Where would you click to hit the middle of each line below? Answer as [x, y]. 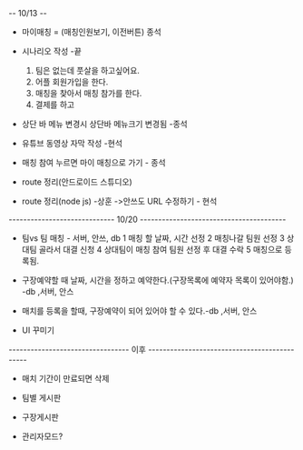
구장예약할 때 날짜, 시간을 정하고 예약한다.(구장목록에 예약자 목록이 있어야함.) [157, 280]
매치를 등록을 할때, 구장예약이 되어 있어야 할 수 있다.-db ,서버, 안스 [139, 311]
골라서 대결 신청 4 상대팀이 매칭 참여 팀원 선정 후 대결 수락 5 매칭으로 [161, 250]
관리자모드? [42, 436]
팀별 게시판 [41, 398]
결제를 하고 [54, 105]
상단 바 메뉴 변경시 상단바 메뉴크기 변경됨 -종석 [104, 124]
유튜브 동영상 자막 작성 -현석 [72, 143]
